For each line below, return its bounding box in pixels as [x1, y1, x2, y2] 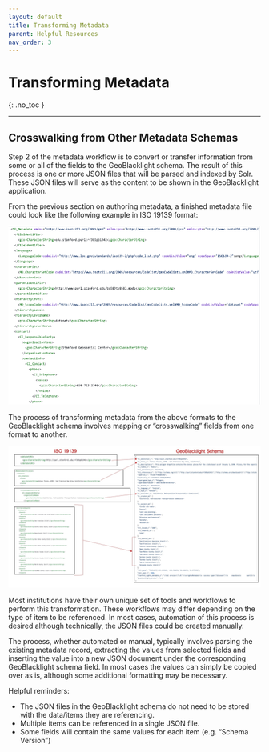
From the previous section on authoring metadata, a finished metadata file [8, 202, 253, 211]
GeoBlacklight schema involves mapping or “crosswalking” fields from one [8, 421, 255, 431]
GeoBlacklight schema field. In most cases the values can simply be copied [8, 662, 257, 671]
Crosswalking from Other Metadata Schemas [8, 130, 239, 144]
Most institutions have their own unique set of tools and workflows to [8, 595, 236, 605]
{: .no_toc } [8, 100, 45, 110]
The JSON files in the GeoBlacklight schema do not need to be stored [19, 701, 250, 711]
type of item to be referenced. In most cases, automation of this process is [8, 612, 255, 622]
